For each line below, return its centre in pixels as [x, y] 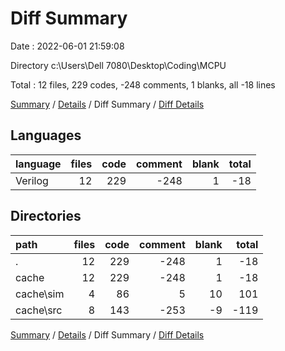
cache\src [39, 310]
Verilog [32, 180]
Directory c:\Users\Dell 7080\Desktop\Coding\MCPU [118, 65]
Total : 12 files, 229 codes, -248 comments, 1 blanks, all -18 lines [143, 84]
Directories [46, 216]
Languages [46, 135]
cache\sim [40, 294]
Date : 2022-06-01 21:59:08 [67, 46]
